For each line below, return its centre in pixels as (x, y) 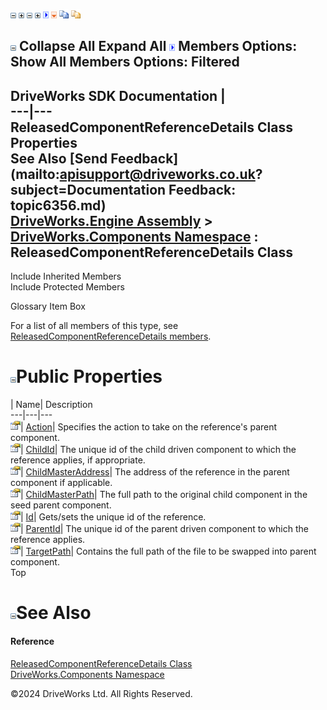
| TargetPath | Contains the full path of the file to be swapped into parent (168, 551)
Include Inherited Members (66, 276)
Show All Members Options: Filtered (125, 62)
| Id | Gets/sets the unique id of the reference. (113, 517)
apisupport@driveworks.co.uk (157, 174)
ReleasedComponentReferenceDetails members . (111, 336)
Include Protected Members (67, 287)
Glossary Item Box (48, 306)
